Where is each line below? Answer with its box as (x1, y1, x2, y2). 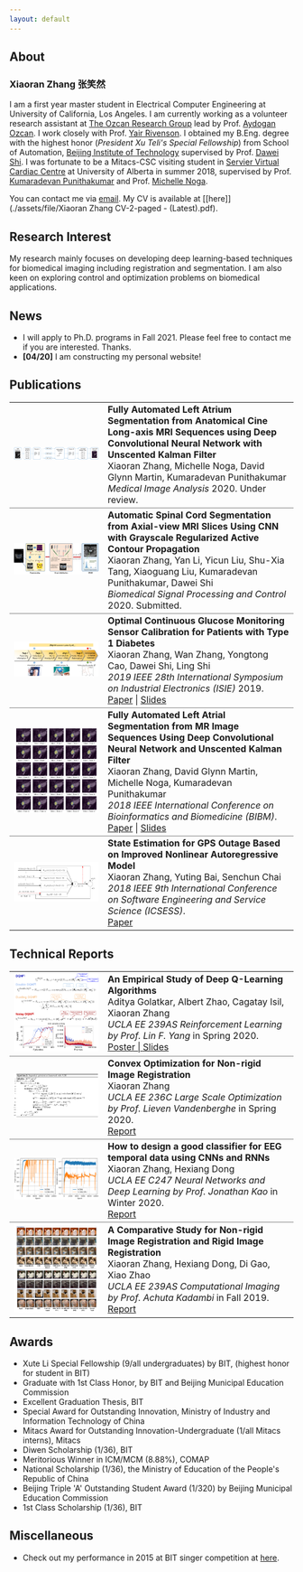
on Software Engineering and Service (107, 893, 266, 905)
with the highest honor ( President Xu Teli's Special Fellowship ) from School (9, 137, 289, 148)
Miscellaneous (9, 1528, 94, 1544)
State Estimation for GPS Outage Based (107, 837, 281, 849)
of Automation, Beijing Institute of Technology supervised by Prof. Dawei (9, 147, 280, 158)
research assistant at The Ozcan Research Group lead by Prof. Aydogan (9, 118, 277, 129)
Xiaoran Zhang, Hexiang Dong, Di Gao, (107, 1257, 271, 1269)
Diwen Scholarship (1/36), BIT (22, 1445, 133, 1455)
